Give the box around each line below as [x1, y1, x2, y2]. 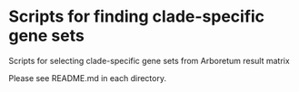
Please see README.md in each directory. [8, 72, 167, 83]
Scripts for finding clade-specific [8, 6, 265, 27]
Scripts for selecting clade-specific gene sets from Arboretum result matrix [8, 55, 290, 66]
